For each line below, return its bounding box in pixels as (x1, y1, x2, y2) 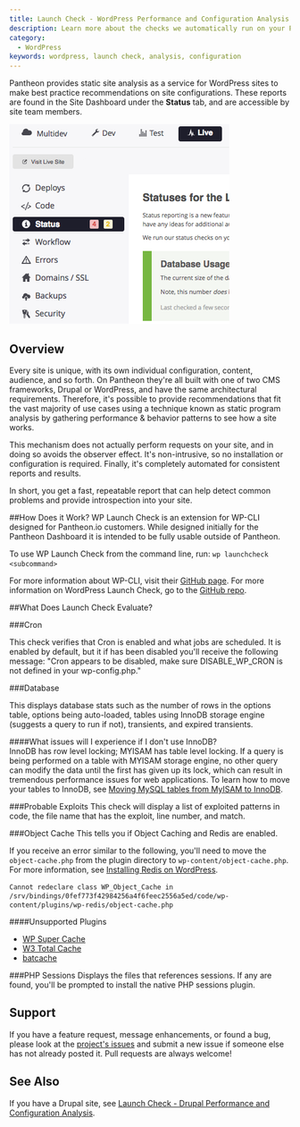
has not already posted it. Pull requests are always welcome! (9, 1047, 232, 1059)
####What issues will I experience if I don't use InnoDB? (9, 736, 217, 747)
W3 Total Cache (21, 943, 82, 953)
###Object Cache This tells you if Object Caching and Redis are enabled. (9, 827, 279, 838)
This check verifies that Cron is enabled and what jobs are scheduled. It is (9, 636, 281, 648)
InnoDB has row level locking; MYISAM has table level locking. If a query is (9, 745, 284, 756)
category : (9, 33, 46, 42)
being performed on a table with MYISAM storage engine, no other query (9, 755, 279, 766)
